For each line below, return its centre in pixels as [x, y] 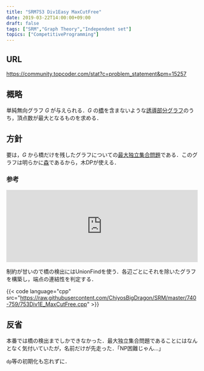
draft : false [23, 23]
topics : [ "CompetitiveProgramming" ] [53, 35]
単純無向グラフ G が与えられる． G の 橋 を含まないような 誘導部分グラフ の [98, 110]
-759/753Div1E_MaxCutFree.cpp [47, 304]
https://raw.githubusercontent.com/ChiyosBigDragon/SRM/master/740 [108, 297]
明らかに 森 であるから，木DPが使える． [71, 162]
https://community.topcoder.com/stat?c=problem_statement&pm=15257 [97, 74]
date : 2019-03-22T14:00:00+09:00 [49, 18]
